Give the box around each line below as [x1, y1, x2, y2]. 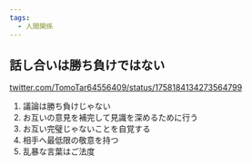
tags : [9, 13, 30, 23]
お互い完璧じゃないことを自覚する [22, 123, 151, 134]
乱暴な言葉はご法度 [22, 146, 96, 157]
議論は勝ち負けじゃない [22, 101, 111, 112]
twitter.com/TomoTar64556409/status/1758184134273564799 [9, 82, 243, 93]
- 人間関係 [17, 22, 54, 31]
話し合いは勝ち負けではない [9, 57, 166, 73]
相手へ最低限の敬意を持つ [22, 135, 119, 146]
